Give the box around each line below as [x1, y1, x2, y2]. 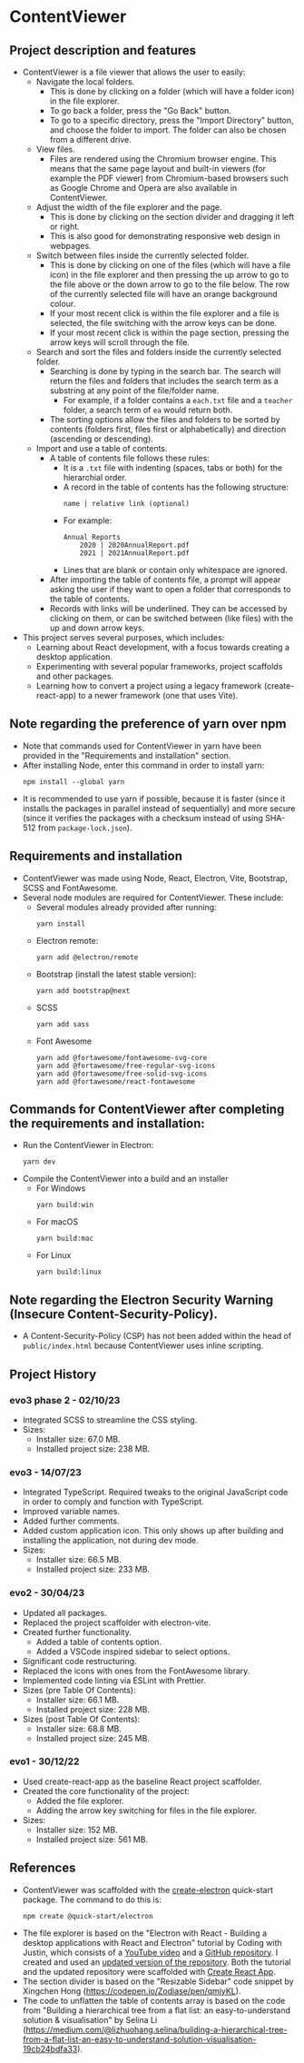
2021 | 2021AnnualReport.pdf [79, 549, 191, 558]
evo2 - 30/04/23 [9, 1587, 84, 1600]
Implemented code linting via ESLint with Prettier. [22, 1674, 207, 1686]
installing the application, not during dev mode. [22, 1535, 199, 1546]
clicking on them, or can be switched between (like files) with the [49, 613, 293, 623]
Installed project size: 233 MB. [35, 1564, 151, 1575]
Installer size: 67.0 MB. [35, 1433, 121, 1444]
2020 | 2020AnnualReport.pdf [79, 541, 191, 550]
